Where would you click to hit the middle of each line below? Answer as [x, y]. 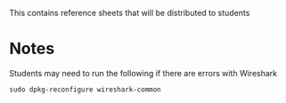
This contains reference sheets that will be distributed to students [130, 13]
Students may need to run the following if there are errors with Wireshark [143, 73]
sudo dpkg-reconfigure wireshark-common [86, 89]
